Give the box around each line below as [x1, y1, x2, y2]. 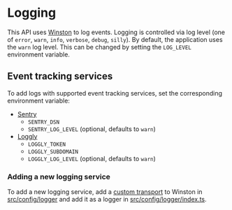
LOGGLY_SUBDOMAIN [27, 148, 79, 155]
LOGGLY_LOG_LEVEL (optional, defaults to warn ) [27, 154, 156, 163]
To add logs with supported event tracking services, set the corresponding [7, 89, 222, 97]
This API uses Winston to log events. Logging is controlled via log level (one [7, 28, 226, 36]
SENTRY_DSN [27, 119, 60, 126]
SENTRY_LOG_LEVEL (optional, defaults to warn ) [27, 124, 156, 133]
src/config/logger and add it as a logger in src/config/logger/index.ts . [7, 195, 208, 204]
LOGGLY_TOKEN [27, 141, 66, 148]
